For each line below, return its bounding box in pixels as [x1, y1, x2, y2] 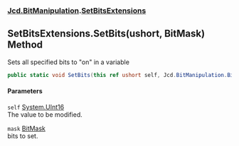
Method [7, 38, 43, 51]
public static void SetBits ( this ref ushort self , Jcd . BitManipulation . [7, 71, 228, 78]
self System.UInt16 [7, 103, 65, 111]
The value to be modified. [7, 110, 83, 119]
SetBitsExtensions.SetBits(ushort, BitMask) [7, 28, 205, 40]
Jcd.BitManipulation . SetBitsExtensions [7, 6, 147, 16]
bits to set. [7, 131, 38, 140]
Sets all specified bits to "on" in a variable [7, 58, 130, 66]
